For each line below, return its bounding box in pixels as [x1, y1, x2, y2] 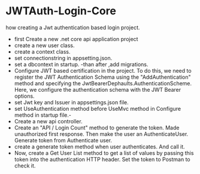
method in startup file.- [14, 111, 71, 119]
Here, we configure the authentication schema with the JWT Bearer [14, 86, 181, 93]
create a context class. [14, 48, 71, 55]
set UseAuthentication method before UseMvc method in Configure [14, 105, 181, 112]
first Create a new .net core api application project [14, 35, 138, 42]
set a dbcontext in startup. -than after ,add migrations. [14, 61, 149, 68]
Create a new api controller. [14, 117, 83, 125]
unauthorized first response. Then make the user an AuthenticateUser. [14, 130, 189, 138]
